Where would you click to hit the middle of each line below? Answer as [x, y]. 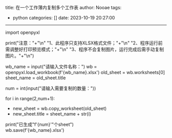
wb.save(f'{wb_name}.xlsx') [35, 130]
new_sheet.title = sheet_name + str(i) [52, 114]
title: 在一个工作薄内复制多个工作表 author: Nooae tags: [63, 7]
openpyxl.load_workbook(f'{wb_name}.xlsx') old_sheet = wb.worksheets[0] [85, 72]
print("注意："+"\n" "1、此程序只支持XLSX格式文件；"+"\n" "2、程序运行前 [84, 43]
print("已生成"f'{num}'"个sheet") [40, 124]
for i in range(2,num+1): [30, 98]
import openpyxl [23, 32]
